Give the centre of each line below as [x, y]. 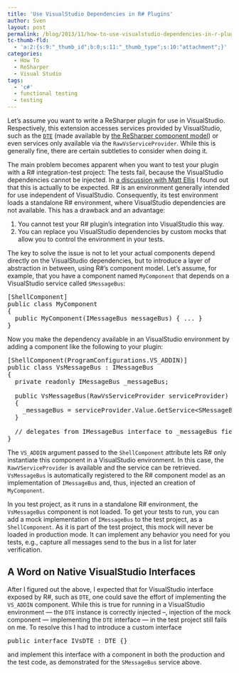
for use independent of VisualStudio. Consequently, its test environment [113, 195]
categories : [25, 54]
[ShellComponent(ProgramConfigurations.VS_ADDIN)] [97, 360]
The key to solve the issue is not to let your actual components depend [111, 253]
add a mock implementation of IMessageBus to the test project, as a [105, 519]
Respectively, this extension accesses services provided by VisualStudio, [115, 128]
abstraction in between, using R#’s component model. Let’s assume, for [112, 268]
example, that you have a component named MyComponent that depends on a [118, 276]
